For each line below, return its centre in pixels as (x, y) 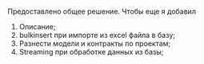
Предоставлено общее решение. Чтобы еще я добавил (102, 11)
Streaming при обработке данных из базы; (91, 52)
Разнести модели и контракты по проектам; (95, 43)
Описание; (37, 26)
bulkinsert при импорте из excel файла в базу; (97, 35)
